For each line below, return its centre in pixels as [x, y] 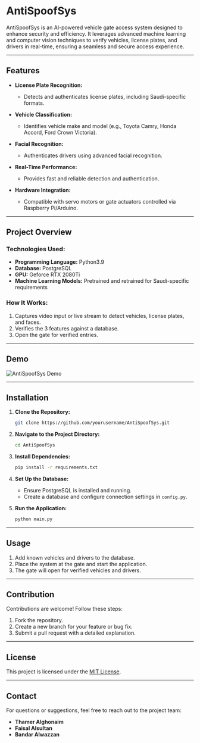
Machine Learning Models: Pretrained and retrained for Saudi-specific [102, 281]
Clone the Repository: [42, 412]
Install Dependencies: [42, 457]
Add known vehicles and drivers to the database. [75, 557]
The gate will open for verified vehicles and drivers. [78, 570]
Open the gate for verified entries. [56, 335]
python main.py [34, 519]
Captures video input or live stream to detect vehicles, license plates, [99, 316]
